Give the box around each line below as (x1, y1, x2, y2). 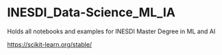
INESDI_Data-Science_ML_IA (7, 5, 176, 20)
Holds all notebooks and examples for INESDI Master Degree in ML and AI (7, 27, 216, 35)
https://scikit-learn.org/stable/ (7, 40, 92, 48)
